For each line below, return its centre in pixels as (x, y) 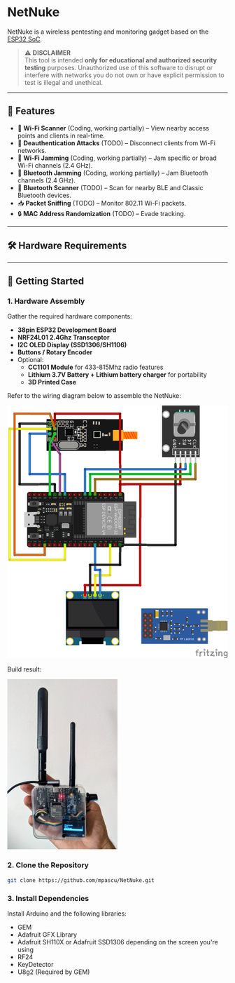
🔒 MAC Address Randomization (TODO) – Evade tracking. (101, 213)
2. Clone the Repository (48, 865)
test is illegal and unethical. (64, 82)
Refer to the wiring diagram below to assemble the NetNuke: (94, 396)
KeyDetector (35, 965)
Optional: (30, 360)
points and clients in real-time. (61, 135)
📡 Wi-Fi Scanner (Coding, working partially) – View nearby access (113, 128)
